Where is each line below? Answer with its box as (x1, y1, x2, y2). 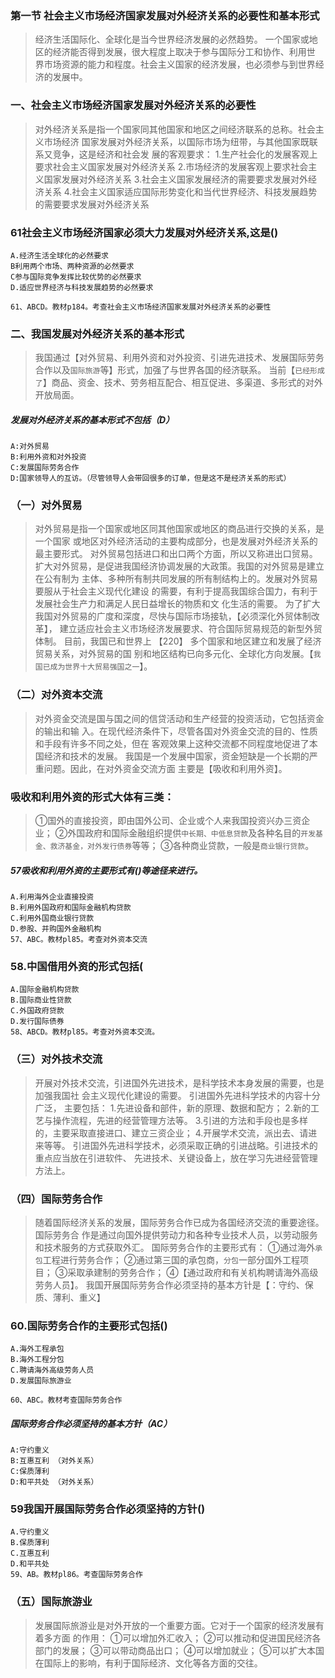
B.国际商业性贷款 (10, 995, 72, 1006)
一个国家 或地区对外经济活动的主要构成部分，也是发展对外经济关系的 (34, 535, 318, 547)
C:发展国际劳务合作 (10, 463, 80, 473)
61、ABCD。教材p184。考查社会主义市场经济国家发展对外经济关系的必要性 (10, 302, 272, 312)
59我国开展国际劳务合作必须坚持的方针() (10, 1502, 206, 1516)
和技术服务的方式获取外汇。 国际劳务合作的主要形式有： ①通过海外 (34, 1241, 316, 1253)
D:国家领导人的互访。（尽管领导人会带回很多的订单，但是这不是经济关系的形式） (10, 473, 292, 484)
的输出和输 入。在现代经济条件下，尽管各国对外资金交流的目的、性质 (34, 725, 318, 737)
